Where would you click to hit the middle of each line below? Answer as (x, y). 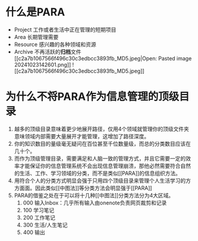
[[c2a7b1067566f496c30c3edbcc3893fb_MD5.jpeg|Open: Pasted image (103, 58)
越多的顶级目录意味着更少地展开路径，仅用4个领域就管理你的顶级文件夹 (101, 129)
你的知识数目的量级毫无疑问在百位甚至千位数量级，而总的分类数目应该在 (102, 144)
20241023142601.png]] (43, 64)
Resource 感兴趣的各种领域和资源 (55, 44)
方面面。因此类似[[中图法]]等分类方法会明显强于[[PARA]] (83, 188)
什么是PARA (36, 12)
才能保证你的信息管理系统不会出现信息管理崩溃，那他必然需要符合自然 (105, 165)
